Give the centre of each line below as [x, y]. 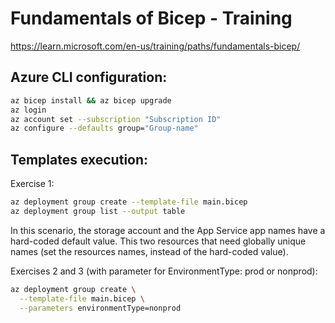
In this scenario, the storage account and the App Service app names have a [168, 230]
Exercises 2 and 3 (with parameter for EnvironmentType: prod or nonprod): [164, 271]
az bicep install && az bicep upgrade [91, 100]
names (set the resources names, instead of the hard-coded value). [149, 251]
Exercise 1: [32, 184]
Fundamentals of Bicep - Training [151, 18]
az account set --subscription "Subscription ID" [116, 119]
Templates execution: [79, 159]
